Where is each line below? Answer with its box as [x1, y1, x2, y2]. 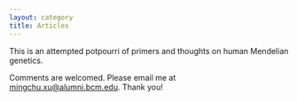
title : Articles [9, 21, 69, 30]
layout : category [9, 12, 74, 22]
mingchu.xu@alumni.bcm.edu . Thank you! [9, 82, 164, 92]
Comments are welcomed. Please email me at [9, 72, 176, 82]
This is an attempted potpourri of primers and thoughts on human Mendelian [9, 45, 289, 56]
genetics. [9, 55, 43, 66]
